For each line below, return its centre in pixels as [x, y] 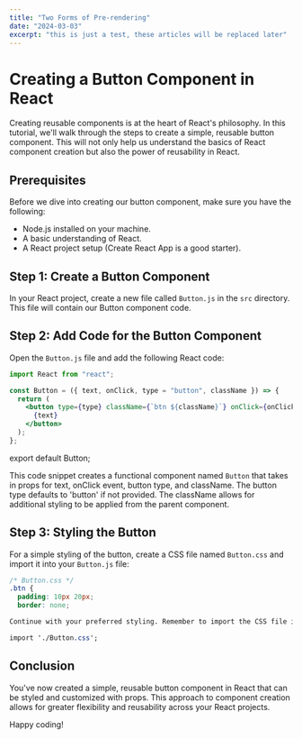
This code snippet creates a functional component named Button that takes [149, 475]
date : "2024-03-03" [46, 26]
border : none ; [44, 606]
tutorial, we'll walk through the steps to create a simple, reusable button [142, 132]
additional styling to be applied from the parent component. [120, 504]
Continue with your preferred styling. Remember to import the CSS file [148, 622]
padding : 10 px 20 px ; [56, 597]
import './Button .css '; [54, 638]
